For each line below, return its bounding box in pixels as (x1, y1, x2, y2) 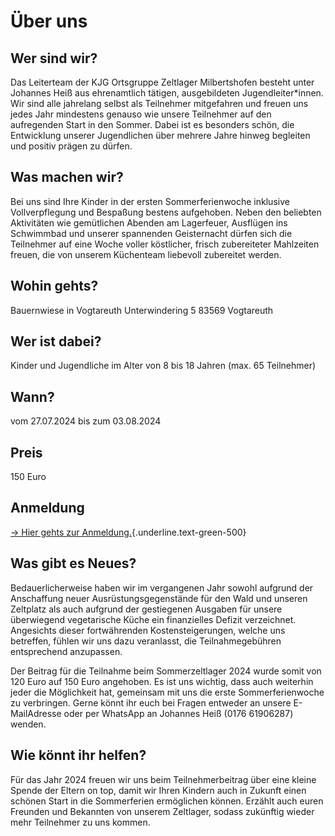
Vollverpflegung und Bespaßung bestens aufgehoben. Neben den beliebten (10, 206, 322, 218)
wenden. (10, 718, 47, 730)
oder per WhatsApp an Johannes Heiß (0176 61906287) (63, 707, 294, 719)
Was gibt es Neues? (10, 555, 137, 572)
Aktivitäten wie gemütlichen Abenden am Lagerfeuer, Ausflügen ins (10, 216, 288, 229)
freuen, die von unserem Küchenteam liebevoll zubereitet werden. (10, 248, 282, 260)
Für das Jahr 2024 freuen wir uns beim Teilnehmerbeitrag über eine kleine (10, 773, 317, 785)
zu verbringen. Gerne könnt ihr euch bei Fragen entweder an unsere (10, 696, 292, 709)
